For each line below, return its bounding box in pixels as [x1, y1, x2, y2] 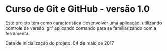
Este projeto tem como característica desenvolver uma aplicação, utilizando [5, 20, 162, 26]
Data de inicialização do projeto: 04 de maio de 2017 [5, 40, 114, 46]
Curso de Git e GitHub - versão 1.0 [5, 3, 150, 15]
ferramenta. [5, 30, 30, 36]
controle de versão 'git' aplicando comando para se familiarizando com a [5, 25, 157, 31]
